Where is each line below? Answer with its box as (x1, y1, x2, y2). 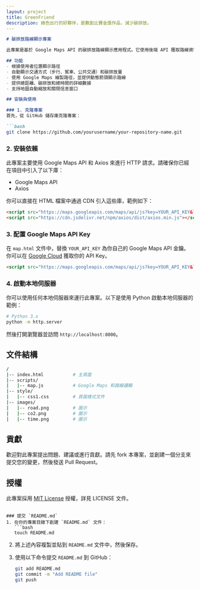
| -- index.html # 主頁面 (6, 371, 92, 377)
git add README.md (14, 566, 61, 572)
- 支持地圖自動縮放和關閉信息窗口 (6, 86, 79, 91)
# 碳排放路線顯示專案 (6, 36, 52, 42)
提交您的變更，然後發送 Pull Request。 (6, 459, 101, 466)
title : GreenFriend (6, 14, 55, 20)
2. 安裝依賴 (6, 144, 38, 152)
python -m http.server (6, 319, 62, 325)
